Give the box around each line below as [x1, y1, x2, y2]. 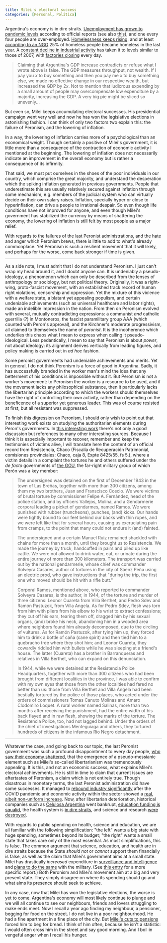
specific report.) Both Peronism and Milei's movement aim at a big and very [5, 869, 160, 875]
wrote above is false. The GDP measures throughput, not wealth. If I [17, 67, 157, 73]
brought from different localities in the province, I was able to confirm [17, 676, 160, 682]
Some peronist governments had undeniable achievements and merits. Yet [5, 357, 158, 363]
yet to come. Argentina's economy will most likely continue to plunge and [5, 895, 155, 901]
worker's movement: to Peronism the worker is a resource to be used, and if [5, 378, 161, 384]
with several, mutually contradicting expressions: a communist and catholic [5, 311, 160, 316]
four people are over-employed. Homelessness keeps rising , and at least [5, 36, 154, 42]
